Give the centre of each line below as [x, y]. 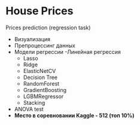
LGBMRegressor [43, 96]
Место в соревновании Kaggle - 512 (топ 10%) [74, 115]
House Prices [39, 11]
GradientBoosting [45, 90]
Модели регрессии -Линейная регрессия [67, 51]
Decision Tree [40, 77]
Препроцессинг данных [45, 45]
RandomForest [41, 83]
